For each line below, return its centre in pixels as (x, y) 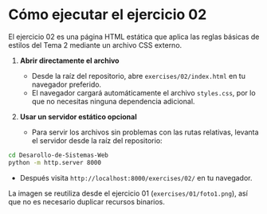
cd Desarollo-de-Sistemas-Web (59, 155)
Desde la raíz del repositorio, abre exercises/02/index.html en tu (138, 76)
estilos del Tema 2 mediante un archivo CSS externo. (95, 45)
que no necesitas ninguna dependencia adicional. (113, 101)
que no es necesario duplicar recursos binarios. (86, 201)
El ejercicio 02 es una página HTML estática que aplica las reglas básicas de (134, 37)
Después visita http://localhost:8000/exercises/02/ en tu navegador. (136, 177)
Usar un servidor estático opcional (78, 116)
